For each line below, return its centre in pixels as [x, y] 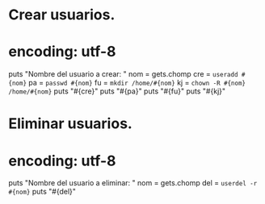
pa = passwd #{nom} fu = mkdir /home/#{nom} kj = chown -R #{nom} [137, 83]
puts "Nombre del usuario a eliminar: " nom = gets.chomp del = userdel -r [133, 183]
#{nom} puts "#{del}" [42, 192]
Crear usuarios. [62, 15]
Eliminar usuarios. [71, 124]
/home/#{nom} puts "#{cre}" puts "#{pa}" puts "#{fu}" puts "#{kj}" [117, 91]
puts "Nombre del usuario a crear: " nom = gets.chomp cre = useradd [123, 74]
